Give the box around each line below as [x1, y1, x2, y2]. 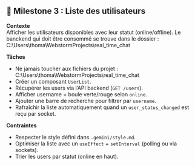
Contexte [6, 22, 30, 29]
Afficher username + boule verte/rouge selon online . [15, 90, 147, 98]
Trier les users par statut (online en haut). [15, 153, 119, 160]
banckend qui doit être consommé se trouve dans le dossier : [6, 35, 159, 42]
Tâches [6, 53, 25, 61]
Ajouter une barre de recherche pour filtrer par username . [15, 97, 156, 104]
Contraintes [6, 122, 38, 129]
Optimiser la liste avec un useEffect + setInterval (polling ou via [15, 140, 177, 147]
